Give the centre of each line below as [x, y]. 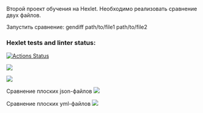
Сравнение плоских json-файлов [49, 91]
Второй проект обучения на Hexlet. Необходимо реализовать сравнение [102, 9]
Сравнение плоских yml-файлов [49, 104]
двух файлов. [24, 15]
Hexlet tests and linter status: [51, 43]
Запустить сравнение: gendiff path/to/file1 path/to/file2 [77, 27]
